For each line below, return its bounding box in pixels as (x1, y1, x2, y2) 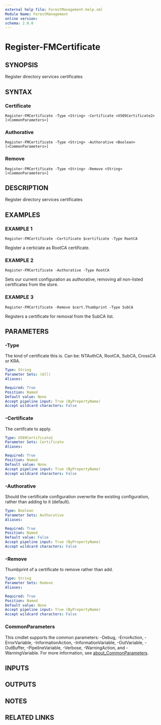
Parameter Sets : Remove (5, 581, 53, 586)
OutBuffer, (5, 644, 26, 651)
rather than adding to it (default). (5, 499, 70, 505)
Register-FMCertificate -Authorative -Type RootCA (5, 268, 110, 273)
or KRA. (5, 358, 20, 364)
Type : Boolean (5, 508, 34, 513)
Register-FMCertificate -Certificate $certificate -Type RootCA (5, 236, 138, 241)
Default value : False (5, 535, 49, 540)
